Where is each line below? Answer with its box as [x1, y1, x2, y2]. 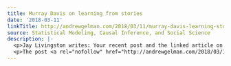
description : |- [7, 36, 54, 43]
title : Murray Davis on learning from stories [7, 10, 143, 17]
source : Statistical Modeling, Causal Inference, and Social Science [7, 29, 211, 36]
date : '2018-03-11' [7, 16, 63, 23]
